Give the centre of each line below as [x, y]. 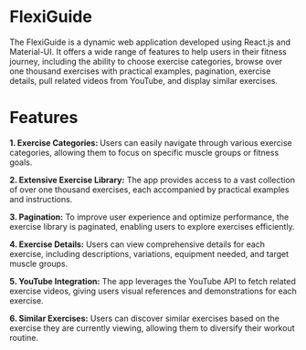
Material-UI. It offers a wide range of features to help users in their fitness [148, 51]
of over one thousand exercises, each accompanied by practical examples [149, 190]
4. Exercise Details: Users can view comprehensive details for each [137, 244]
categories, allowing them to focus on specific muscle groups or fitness [144, 152]
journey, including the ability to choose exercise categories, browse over [146, 61]
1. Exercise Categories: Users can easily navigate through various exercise [151, 142]
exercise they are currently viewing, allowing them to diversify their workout [152, 328]
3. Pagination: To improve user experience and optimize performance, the [149, 217]
